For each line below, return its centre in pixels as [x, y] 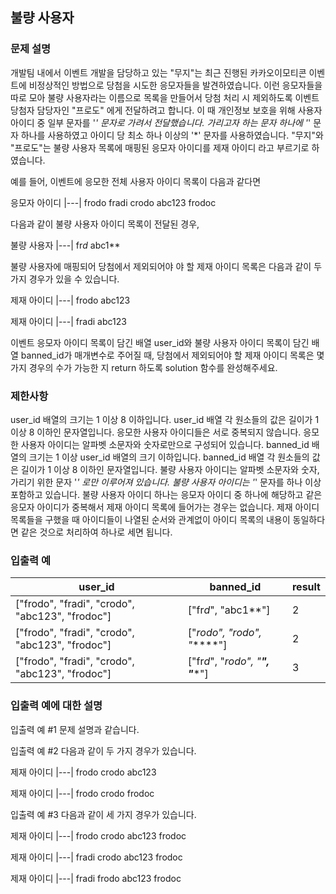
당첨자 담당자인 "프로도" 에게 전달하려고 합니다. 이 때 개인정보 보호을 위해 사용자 [166, 110]
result [306, 587]
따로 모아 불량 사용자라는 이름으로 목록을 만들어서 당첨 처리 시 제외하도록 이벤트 [165, 97]
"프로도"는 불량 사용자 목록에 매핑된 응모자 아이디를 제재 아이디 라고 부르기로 [160, 147]
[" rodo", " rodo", [224, 633]
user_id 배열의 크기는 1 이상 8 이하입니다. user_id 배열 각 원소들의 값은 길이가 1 [165, 419]
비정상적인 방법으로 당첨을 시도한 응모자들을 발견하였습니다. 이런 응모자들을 [175, 85]
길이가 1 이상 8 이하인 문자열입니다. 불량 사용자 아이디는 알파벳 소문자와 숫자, [170, 469]
